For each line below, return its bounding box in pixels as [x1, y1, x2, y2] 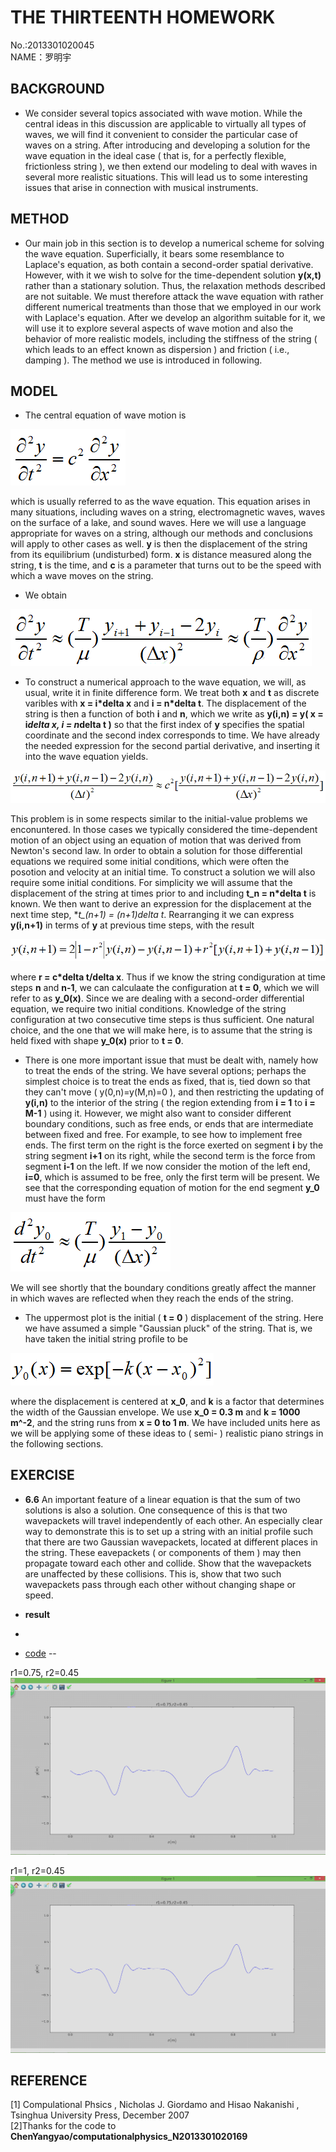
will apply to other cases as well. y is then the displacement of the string [10, 538, 308, 550]
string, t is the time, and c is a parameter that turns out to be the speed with [10, 559, 322, 571]
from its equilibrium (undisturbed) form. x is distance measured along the [10, 549, 312, 561]
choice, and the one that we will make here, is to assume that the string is [10, 1024, 313, 1036]
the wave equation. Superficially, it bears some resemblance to [24, 247, 285, 260]
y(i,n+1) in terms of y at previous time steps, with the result [10, 919, 255, 931]
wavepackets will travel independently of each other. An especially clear [24, 1514, 323, 1526]
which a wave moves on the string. [10, 570, 154, 582]
